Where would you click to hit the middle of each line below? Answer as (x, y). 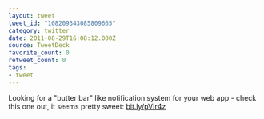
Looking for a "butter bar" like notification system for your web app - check (132, 97)
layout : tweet (32, 16)
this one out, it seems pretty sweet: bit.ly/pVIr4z (87, 106)
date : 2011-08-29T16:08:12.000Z (62, 38)
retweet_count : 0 (37, 61)
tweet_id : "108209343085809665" (62, 23)
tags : (17, 68)
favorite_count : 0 (39, 53)
